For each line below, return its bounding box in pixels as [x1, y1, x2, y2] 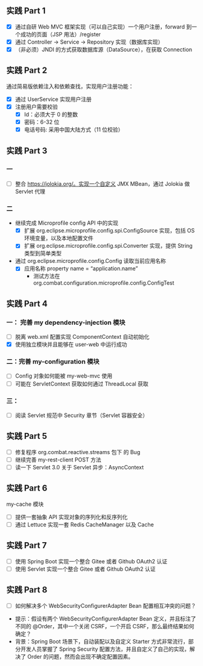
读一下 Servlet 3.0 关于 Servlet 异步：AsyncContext [15, 463, 144, 471]
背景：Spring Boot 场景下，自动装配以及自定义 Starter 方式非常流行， [15, 637, 189, 645]
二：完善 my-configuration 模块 [6, 358, 100, 366]
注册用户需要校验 [15, 103, 58, 110]
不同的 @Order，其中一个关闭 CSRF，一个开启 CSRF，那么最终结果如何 [15, 622, 195, 630]
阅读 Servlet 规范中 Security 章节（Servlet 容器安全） [15, 412, 148, 419]
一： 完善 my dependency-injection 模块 [6, 318, 125, 327]
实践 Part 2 [6, 66, 47, 76]
